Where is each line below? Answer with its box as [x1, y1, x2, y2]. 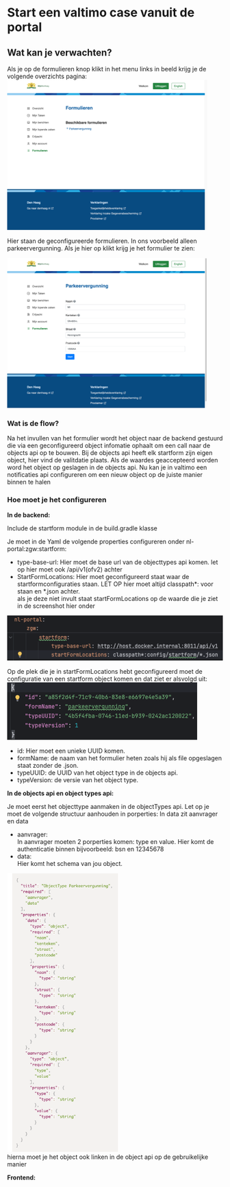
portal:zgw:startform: [7, 544, 67, 553]
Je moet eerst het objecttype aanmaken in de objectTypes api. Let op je [7, 803, 210, 811]
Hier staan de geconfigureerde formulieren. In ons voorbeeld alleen [7, 237, 197, 245]
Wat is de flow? [7, 419, 60, 428]
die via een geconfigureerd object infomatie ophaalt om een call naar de [7, 441, 211, 450]
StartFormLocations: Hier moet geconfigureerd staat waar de [16, 572, 190, 580]
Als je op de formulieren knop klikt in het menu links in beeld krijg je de [7, 65, 207, 73]
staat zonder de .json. [16, 762, 79, 770]
